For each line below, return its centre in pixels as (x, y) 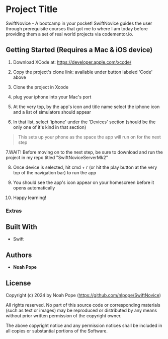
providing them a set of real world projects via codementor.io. (70, 34)
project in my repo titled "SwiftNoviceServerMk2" (57, 157)
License (18, 283)
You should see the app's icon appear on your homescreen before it (83, 182)
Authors (19, 255)
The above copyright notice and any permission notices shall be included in (84, 326)
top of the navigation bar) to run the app (55, 172)
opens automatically (34, 187)
